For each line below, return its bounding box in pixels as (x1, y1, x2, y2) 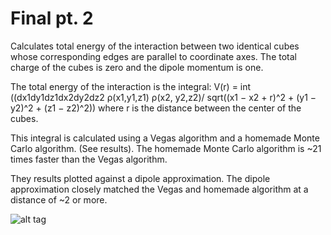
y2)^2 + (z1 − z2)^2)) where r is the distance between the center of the (10, 102, 302, 114)
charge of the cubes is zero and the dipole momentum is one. (10, 61, 264, 73)
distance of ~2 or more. (10, 193, 108, 206)
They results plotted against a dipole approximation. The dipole (10, 172, 271, 184)
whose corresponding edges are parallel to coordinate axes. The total (10, 50, 297, 62)
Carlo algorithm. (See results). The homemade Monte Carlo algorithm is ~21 (10, 142, 322, 154)
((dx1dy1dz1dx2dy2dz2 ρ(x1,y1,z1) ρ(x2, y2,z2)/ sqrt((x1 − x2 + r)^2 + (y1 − (10, 91, 317, 103)
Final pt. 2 (10, 7, 94, 30)
